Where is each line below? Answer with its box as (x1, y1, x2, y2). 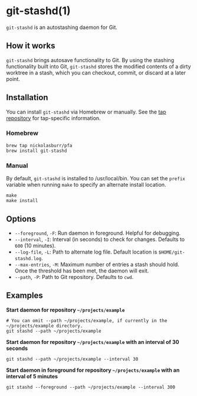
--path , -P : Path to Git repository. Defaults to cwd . (14, 273, 134, 280)
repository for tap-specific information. (6, 114, 101, 122)
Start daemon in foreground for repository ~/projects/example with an (6, 366, 180, 374)
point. (6, 75, 21, 82)
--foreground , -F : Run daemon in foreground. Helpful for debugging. (14, 229, 181, 236)
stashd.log (14, 255, 42, 261)
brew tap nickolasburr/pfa (6, 142, 73, 148)
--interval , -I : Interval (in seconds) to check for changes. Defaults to (14, 235, 185, 243)
